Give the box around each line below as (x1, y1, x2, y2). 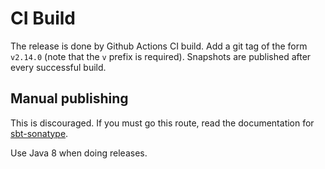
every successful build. (10, 61, 107, 73)
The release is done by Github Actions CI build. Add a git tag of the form (10, 40, 308, 52)
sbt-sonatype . (10, 127, 69, 139)
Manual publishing (10, 90, 129, 107)
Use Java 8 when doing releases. (10, 147, 148, 159)
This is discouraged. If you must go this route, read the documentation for (10, 117, 315, 129)
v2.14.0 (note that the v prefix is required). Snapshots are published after (10, 50, 312, 62)
